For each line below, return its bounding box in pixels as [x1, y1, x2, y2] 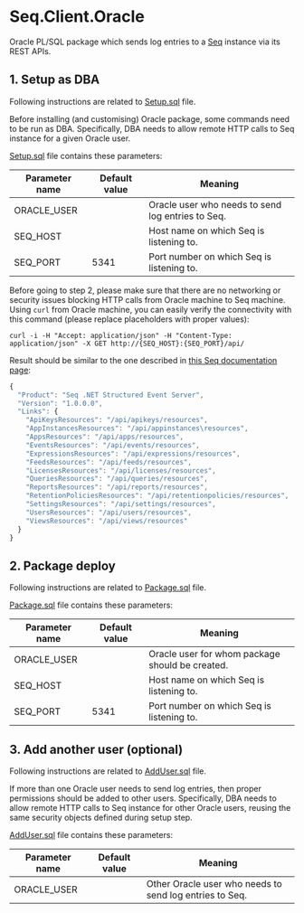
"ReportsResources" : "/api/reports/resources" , [25, 483, 208, 492]
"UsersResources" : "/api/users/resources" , [25, 508, 193, 517]
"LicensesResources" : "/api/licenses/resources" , [25, 466, 217, 475]
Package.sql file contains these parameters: [9, 599, 174, 611]
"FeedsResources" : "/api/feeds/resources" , [25, 457, 193, 466]
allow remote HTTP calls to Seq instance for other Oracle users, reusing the [9, 803, 291, 813]
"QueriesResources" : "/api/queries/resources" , [25, 475, 208, 484]
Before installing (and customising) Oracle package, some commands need [9, 113, 290, 124]
